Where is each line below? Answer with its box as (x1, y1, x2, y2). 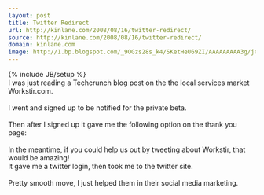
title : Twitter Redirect (8, 19, 90, 27)
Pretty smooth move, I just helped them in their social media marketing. (8, 178, 239, 187)
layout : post (8, 11, 51, 20)
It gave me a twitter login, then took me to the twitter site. (8, 162, 194, 171)
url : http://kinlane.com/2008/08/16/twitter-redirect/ (8, 26, 192, 34)
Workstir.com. (8, 86, 53, 95)
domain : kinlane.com (8, 41, 76, 49)
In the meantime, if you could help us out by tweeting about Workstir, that (8, 145, 246, 154)
